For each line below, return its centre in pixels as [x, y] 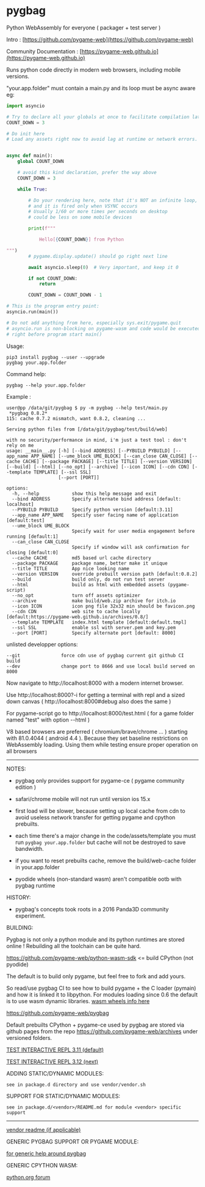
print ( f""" [42, 228]
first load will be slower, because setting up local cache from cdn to [100, 811]
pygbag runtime [35, 885]
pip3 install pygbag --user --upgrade [56, 357]
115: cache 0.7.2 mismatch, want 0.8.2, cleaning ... [76, 418]
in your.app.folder [37, 867]
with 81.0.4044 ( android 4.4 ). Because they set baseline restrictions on [97, 738]
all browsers [22, 751]
